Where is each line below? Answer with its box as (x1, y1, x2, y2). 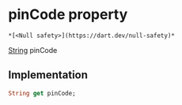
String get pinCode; (8, 89, 77, 97)
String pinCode (8, 45, 58, 54)
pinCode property (8, 6, 128, 24)
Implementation (8, 69, 89, 82)
